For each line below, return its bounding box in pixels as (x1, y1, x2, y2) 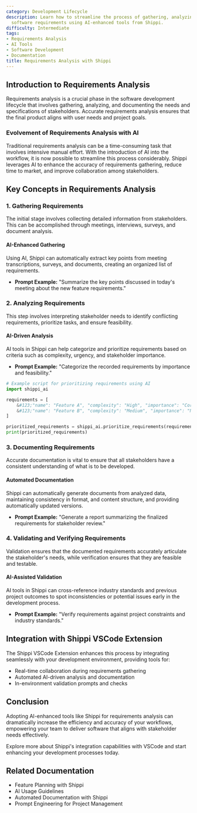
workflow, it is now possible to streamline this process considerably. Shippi (6, 154, 188, 162)
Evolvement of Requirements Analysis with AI (6, 129, 139, 137)
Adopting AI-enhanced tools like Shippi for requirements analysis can (6, 712, 174, 719)
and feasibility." (14, 369, 52, 376)
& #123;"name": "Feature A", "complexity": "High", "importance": (16, 402, 180, 408)
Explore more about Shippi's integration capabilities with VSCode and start (6, 742, 186, 749)
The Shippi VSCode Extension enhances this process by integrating (6, 649, 169, 656)
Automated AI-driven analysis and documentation (14, 673, 135, 681)
